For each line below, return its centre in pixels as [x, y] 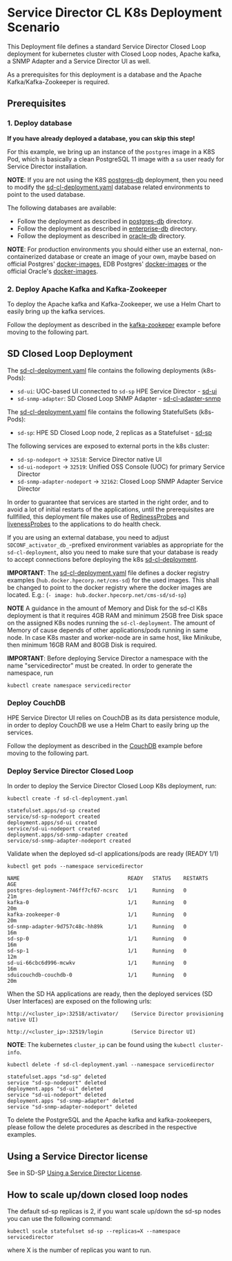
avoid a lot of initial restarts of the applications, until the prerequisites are [111, 509]
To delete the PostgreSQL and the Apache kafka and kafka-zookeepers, [109, 1120]
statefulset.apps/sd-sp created [54, 811]
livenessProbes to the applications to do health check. [84, 524]
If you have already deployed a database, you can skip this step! [101, 138]
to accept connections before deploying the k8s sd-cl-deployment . [103, 559]
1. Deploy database [40, 124]
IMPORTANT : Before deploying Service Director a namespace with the [108, 658]
